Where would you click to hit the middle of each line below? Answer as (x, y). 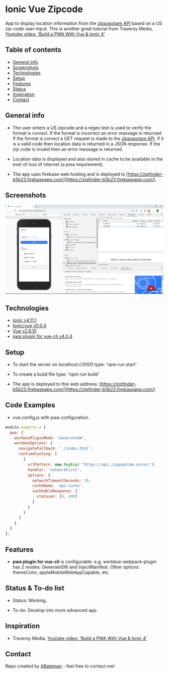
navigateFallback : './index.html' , (56, 449)
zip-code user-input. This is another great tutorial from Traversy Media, (79, 28)
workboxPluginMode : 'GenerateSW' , (50, 438)
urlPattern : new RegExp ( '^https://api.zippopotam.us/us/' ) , (92, 464)
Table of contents (33, 50)
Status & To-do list (35, 588)
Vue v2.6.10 (24, 331)
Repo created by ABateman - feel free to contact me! (60, 666)
